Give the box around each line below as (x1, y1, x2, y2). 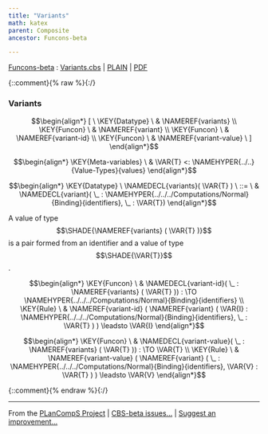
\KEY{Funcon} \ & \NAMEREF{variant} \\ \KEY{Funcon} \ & (38, 124, 230, 134)
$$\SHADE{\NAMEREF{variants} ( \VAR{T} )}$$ (56, 225, 212, 235)
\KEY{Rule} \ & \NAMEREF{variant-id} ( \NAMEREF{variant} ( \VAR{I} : (19, 303, 249, 313)
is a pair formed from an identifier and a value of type (8, 238, 184, 248)
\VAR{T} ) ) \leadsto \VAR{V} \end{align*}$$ (62, 369, 206, 379)
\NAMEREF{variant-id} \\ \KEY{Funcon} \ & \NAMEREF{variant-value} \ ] (15, 133, 253, 143)
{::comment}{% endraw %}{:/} (8, 385, 108, 395)
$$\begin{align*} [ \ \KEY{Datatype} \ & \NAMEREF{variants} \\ (30, 116, 238, 126)
